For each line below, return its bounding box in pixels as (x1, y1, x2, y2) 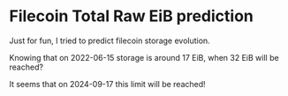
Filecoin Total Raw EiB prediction (9, 6, 254, 26)
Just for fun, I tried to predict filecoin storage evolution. (9, 35, 210, 46)
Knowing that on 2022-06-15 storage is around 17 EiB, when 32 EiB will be (9, 52, 280, 63)
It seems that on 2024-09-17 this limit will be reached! (9, 78, 206, 89)
